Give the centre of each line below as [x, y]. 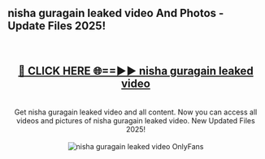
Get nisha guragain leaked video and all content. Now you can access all [136, 112]
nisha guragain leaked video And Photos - [116, 13]
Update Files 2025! [57, 26]
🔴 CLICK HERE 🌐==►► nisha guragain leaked [136, 71]
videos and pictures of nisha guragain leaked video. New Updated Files [136, 120]
